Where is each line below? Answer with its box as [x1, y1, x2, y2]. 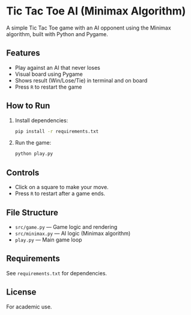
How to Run [6, 101, 50, 111]
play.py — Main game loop [14, 236, 82, 243]
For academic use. [6, 303, 52, 310]
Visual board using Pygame [14, 70, 83, 78]
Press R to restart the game [14, 83, 82, 90]
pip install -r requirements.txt [14, 128, 99, 134]
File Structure [6, 207, 58, 217]
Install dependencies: [14, 116, 68, 124]
